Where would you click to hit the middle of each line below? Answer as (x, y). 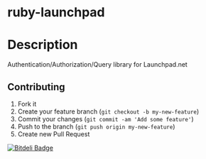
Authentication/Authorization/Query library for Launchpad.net (98, 65)
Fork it (27, 104)
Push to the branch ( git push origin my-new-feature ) (96, 126)
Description (43, 45)
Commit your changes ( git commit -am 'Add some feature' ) (105, 119)
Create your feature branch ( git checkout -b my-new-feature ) (108, 111)
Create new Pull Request (54, 134)
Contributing (36, 87)
